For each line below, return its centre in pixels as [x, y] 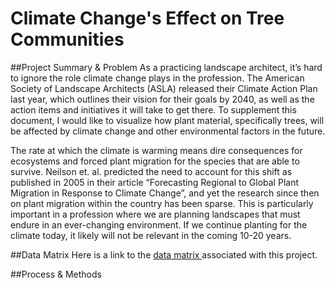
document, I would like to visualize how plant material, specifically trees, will [167, 120]
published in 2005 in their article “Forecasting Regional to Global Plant [154, 182]
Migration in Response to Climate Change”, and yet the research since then [165, 193]
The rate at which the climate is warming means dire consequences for [156, 150]
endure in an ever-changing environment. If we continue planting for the [159, 224]
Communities [67, 39]
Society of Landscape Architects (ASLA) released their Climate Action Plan [164, 88]
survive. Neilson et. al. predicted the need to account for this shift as [151, 171]
